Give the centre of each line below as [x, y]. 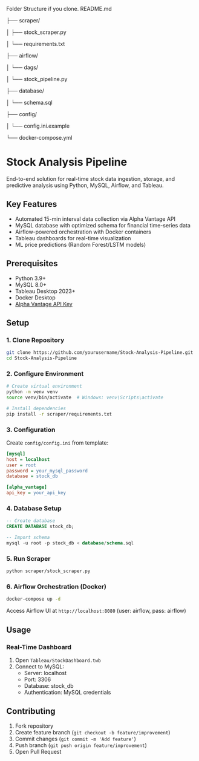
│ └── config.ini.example [38, 126]
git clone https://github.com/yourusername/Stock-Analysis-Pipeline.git [100, 353]
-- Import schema [28, 538]
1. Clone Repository [35, 340]
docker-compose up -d [34, 599]
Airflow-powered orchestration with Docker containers [83, 232]
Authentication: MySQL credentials [67, 692]
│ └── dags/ [22, 67]
